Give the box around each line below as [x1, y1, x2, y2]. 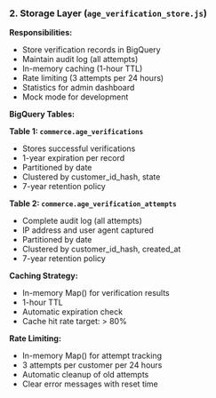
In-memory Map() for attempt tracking [21, 350, 163, 362]
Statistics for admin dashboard [21, 83, 135, 93]
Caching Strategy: [9, 270, 78, 282]
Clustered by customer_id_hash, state [21, 171, 161, 182]
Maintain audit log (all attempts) [21, 54, 139, 65]
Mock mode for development [21, 92, 129, 102]
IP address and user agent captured [21, 225, 154, 235]
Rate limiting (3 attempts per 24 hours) [21, 73, 164, 84]
